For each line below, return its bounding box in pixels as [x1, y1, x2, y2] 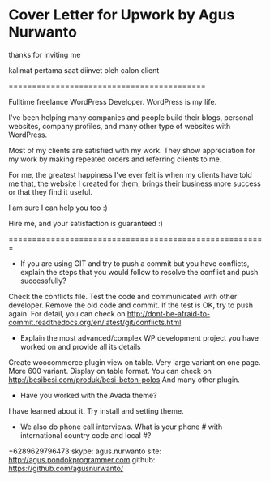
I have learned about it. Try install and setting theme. [8, 406, 184, 415]
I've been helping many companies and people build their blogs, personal [8, 112, 254, 122]
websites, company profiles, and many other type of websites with [8, 121, 231, 131]
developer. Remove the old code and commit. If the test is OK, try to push [8, 300, 254, 310]
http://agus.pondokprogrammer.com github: [8, 454, 156, 464]
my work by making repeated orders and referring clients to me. [8, 154, 222, 164]
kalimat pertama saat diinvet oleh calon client [8, 65, 160, 75]
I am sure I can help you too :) [8, 203, 108, 213]
